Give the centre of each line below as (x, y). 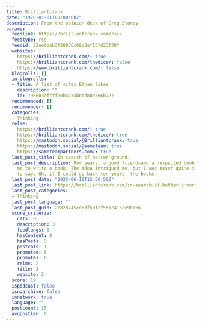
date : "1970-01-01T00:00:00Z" (44, 17)
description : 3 (36, 224)
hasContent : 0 (35, 235)
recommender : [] (32, 107)
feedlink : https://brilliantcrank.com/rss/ (67, 34)
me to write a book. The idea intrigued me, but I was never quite (103, 168)
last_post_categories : (40, 191)
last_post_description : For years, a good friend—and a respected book (103, 163)
